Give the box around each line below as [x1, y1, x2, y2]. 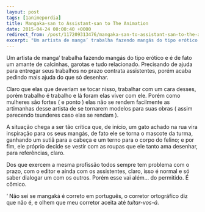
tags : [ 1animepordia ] [6, 15, 62, 21]
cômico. [6, 181, 27, 188]
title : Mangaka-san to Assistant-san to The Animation [6, 20, 149, 26]
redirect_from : [6, 32, 45, 38]
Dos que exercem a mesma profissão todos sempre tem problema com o [6, 161, 190, 168]
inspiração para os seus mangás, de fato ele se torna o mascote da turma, [6, 130, 193, 137]
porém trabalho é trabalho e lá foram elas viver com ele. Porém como [6, 92, 181, 99]
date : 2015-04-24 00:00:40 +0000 [6, 26, 92, 32]
